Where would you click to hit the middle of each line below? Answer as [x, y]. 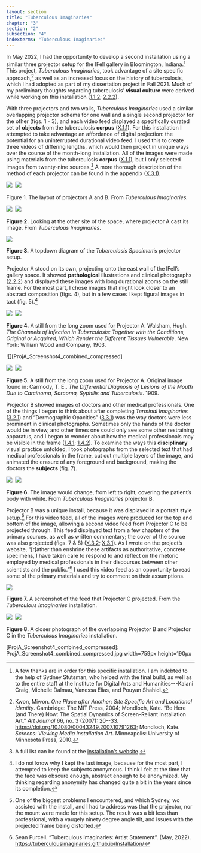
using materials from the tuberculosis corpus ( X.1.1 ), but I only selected [94, 160]
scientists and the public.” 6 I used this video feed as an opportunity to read [98, 569]
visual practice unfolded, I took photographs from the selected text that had [99, 449]
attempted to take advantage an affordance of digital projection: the [90, 134]
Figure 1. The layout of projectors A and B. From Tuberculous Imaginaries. [97, 197]
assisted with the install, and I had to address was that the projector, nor [103, 806]
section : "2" [22, 28]
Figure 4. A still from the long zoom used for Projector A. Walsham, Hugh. [97, 325]
